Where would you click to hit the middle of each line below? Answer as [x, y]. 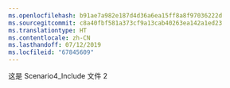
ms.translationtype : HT [48, 30]
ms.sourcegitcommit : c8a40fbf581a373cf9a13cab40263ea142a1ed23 [115, 23]
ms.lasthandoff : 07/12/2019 [55, 45]
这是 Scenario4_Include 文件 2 [58, 76]
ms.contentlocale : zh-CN [49, 38]
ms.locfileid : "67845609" [51, 52]
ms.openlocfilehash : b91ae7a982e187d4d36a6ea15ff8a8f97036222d [115, 15]
